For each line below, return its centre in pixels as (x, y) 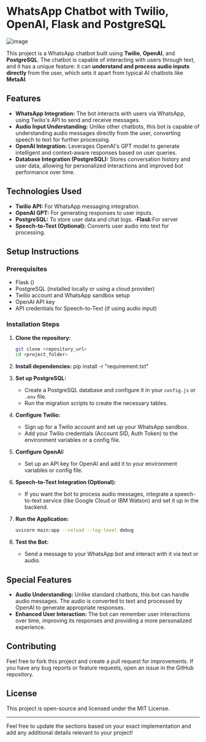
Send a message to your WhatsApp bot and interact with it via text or (111, 554)
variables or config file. (53, 470)
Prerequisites (27, 269)
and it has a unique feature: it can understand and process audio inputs (98, 66)
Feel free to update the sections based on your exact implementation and (99, 726)
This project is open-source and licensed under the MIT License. (88, 708)
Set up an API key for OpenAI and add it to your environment (101, 464)
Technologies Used (44, 191)
